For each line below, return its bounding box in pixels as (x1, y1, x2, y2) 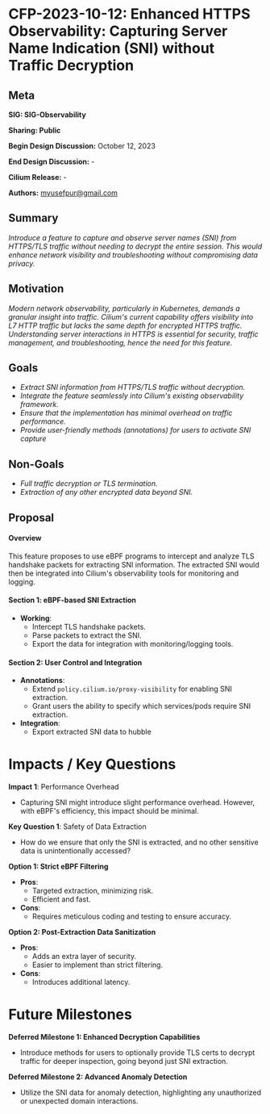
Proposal (8, 510, 55, 525)
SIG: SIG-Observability (8, 110, 86, 119)
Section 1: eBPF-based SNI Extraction (8, 595, 137, 605)
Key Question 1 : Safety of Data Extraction (8, 822, 147, 831)
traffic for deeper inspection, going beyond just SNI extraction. (19, 1057, 228, 1066)
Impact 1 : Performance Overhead (8, 782, 119, 792)
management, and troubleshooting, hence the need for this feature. (8, 337, 233, 347)
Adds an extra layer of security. (31, 952, 137, 961)
